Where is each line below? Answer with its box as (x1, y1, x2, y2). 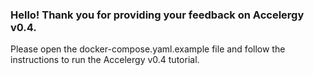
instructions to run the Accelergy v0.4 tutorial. (10, 54, 200, 66)
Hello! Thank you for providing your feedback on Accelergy (10, 8, 305, 22)
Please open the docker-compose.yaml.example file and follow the (10, 43, 286, 55)
